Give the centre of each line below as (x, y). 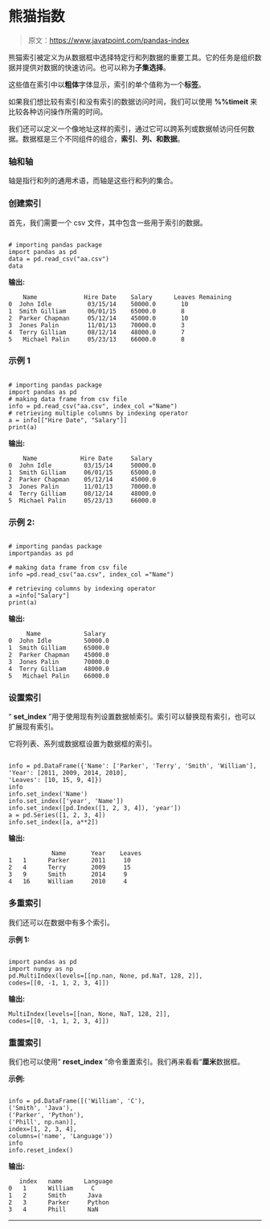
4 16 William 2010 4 (68, 882)
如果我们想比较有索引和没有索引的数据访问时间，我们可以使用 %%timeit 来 (133, 101)
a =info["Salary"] (39, 596)
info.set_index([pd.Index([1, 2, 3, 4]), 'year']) (95, 809)
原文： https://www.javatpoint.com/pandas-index (108, 40)
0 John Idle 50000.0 (59, 641)
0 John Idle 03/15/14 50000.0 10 (98, 304)
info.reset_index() (41, 1150)
